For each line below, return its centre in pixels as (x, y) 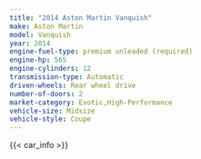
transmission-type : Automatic (67, 77)
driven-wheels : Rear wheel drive (73, 85)
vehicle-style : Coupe (50, 119)
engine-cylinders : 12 (50, 69)
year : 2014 (30, 43)
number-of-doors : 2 (46, 94)
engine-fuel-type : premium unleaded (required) (101, 52)
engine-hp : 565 (38, 60)
